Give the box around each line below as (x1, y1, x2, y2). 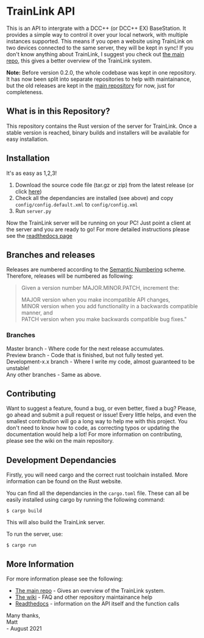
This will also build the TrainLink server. (6, 519, 105, 526)
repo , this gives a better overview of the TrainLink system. (6, 57, 152, 64)
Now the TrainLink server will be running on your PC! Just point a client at (6, 219, 191, 226)
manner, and (21, 309, 53, 316)
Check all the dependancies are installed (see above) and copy (15, 194, 174, 201)
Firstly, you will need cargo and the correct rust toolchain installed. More (6, 471, 188, 478)
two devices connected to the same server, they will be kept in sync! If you (6, 44, 194, 51)
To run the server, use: (6, 530, 63, 538)
